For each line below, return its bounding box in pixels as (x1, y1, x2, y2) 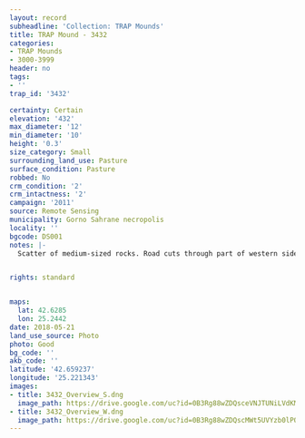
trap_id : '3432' (9, 89, 71, 98)
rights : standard (9, 273, 75, 282)
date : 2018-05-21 (9, 323, 75, 332)
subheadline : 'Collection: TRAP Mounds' (9, 22, 165, 31)
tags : (9, 73, 30, 82)
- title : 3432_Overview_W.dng (9, 407, 124, 416)
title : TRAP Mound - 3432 (9, 30, 107, 39)
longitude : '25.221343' (9, 374, 100, 383)
